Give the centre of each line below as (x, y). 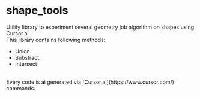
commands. (21, 88)
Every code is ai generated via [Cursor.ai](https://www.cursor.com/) (90, 82)
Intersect (26, 64)
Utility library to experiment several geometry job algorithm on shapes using (100, 27)
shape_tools (37, 10)
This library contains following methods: (56, 40)
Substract (27, 57)
